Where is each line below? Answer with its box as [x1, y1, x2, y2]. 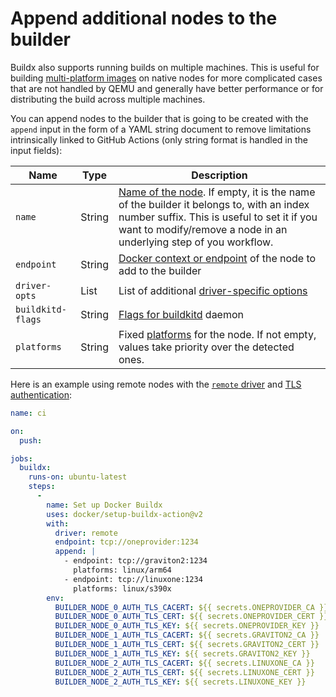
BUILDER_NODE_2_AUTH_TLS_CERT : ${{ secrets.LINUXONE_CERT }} [54, 667, 315, 677]
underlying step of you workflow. [118, 235, 274, 249]
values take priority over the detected [118, 340, 295, 354]
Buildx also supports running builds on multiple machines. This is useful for [10, 61, 320, 73]
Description [191, 168, 248, 182]
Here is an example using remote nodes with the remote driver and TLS [10, 378, 302, 390]
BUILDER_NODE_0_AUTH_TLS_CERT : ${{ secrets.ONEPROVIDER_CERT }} [54, 612, 329, 622]
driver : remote [54, 528, 118, 538]
